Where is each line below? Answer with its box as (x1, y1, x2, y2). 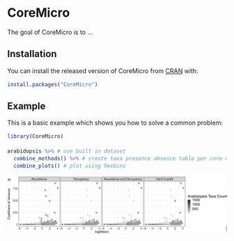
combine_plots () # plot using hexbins (13, 162, 127, 169)
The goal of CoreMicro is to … (7, 28, 93, 36)
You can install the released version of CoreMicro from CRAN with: (7, 66, 198, 75)
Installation (7, 48, 57, 60)
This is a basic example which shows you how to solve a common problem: (7, 118, 223, 127)
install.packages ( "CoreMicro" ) (7, 81, 98, 88)
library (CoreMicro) (7, 133, 64, 140)
